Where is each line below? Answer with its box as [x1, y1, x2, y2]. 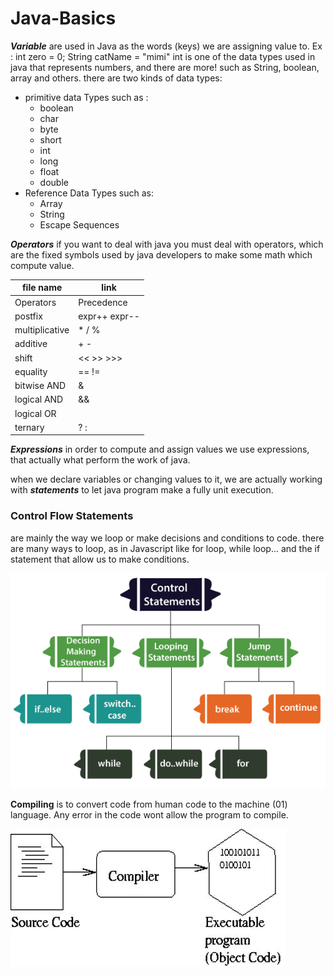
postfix [14, 310, 43, 322]
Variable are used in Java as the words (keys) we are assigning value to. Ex [10, 40, 323, 52]
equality [14, 365, 48, 377]
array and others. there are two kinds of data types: [10, 72, 223, 84]
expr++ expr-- [78, 310, 140, 322]
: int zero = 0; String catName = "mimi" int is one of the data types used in [10, 50, 316, 62]
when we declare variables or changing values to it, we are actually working [10, 473, 323, 486]
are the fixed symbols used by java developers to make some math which [10, 248, 313, 261]
